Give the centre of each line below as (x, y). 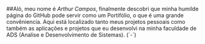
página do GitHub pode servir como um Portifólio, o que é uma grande (95, 15)
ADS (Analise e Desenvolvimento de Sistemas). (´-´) (71, 35)
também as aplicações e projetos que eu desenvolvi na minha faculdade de (102, 28)
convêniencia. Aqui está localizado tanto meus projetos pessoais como (96, 22)
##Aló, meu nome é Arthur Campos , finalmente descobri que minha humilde (102, 9)
